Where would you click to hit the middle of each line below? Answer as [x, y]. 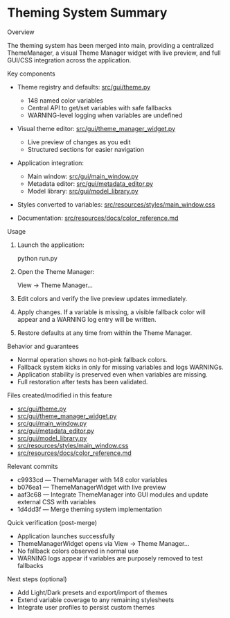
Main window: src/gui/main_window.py [83, 176]
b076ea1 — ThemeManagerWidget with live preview [91, 487]
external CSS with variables [56, 501]
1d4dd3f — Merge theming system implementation [90, 509]
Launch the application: [51, 245]
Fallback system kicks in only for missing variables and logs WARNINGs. [120, 367]
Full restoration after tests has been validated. [82, 381]
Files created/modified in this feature [60, 395]
